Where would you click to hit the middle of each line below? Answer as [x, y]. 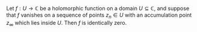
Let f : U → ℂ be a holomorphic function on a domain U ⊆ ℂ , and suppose [98, 8]
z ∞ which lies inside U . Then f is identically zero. [67, 23]
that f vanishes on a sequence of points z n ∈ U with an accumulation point [99, 15]
